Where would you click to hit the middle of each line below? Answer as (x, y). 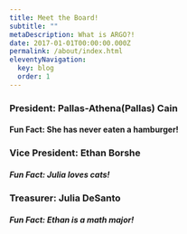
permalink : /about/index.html (66, 51)
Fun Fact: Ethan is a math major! (72, 220)
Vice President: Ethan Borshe (75, 153)
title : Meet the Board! (54, 18)
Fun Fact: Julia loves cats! (60, 174)
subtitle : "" (34, 26)
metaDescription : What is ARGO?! (72, 34)
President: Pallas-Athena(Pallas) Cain (93, 108)
